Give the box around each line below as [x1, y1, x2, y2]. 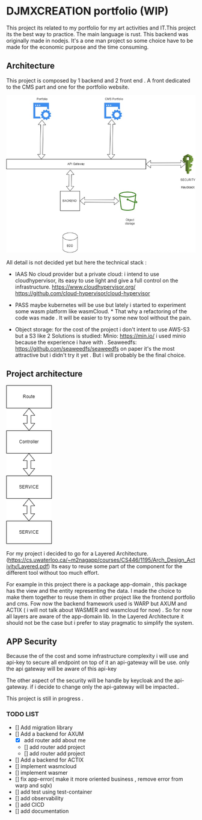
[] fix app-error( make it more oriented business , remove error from [14, 775, 183, 783]
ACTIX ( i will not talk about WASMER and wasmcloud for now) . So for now [6, 606, 192, 613]
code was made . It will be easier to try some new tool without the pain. [14, 314, 192, 321]
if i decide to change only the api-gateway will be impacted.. [29, 683, 180, 690]
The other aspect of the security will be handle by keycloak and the [6, 677, 173, 684]
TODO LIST [6, 710, 39, 718]
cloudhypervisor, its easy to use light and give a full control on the [14, 277, 179, 284]
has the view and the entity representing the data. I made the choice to [6, 587, 182, 594]
